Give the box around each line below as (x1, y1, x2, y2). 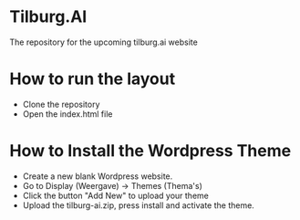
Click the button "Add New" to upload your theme (22, 190, 210, 201)
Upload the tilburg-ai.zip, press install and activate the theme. (22, 199, 255, 211)
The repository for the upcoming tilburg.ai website (9, 37, 198, 47)
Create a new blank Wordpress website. (22, 171, 173, 182)
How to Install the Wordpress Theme (9, 141, 292, 162)
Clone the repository (22, 99, 100, 110)
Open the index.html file (22, 108, 113, 120)
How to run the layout (9, 68, 176, 89)
